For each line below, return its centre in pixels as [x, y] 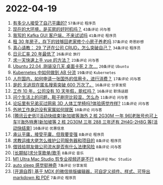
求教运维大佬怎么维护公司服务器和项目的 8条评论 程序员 [67, 140]
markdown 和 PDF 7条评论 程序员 [44, 177]
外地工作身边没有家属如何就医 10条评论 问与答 [57, 109]
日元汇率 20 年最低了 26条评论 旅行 [47, 54]
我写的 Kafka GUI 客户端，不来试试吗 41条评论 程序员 [65, 35]
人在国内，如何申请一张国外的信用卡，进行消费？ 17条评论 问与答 [77, 78]
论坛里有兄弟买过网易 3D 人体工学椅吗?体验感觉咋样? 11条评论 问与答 [81, 103]
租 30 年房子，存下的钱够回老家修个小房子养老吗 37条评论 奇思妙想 [78, 41]
